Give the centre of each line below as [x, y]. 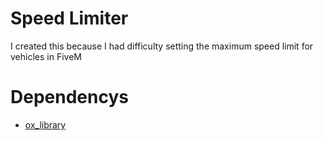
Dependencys [69, 97]
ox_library [45, 124]
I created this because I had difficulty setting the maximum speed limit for [162, 46]
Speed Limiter [69, 18]
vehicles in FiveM [46, 56]
